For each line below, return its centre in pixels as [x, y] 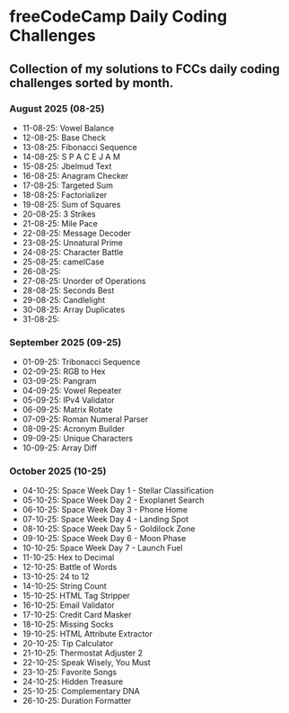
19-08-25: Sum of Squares [71, 204]
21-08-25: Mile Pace [60, 223]
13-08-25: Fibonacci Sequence [79, 147]
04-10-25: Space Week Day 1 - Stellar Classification [118, 491]
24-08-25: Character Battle [73, 252]
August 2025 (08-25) [57, 108]
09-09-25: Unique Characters [77, 439]
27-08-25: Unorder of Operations [84, 281]
